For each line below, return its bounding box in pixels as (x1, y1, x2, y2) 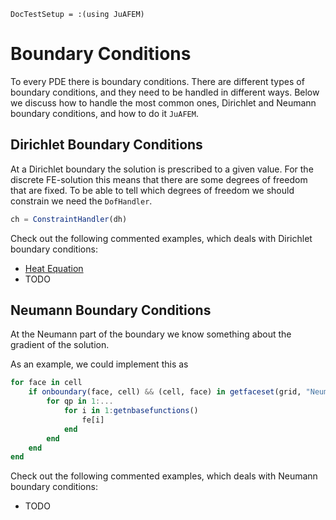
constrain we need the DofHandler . (10, 195, 153, 207)
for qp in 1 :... (46, 396, 114, 407)
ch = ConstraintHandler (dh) (10, 214, 128, 224)
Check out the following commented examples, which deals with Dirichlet (10, 232, 313, 244)
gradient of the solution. (10, 339, 110, 351)
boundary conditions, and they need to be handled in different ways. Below (10, 86, 320, 98)
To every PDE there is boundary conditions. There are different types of (10, 75, 305, 87)
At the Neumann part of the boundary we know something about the (10, 328, 292, 340)
